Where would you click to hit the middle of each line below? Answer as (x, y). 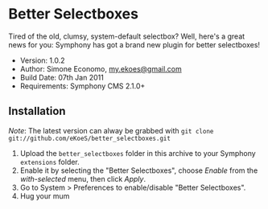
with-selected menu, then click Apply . (83, 178)
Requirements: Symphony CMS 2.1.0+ (82, 86)
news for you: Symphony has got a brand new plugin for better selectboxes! (134, 44)
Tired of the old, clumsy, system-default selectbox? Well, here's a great (127, 36)
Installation (37, 111)
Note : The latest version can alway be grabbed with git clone (111, 130)
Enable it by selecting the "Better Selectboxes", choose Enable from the (139, 170)
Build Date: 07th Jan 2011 (62, 77)
